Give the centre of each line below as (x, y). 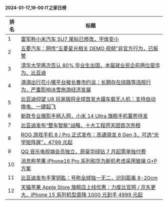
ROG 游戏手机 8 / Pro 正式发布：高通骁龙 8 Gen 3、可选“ (87, 135)
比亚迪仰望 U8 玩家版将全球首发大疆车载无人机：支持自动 (88, 99)
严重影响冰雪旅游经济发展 (61, 90)
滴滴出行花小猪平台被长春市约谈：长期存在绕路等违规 (83, 82)
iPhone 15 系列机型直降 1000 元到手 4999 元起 (87, 195)
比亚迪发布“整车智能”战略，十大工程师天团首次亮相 (81, 125)
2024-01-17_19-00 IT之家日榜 (36, 7)
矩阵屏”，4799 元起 (49, 142)
